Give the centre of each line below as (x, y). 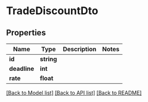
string (49, 59)
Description (80, 49)
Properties (26, 33)
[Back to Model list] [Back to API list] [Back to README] (74, 93)
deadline (22, 69)
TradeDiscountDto (52, 11)
